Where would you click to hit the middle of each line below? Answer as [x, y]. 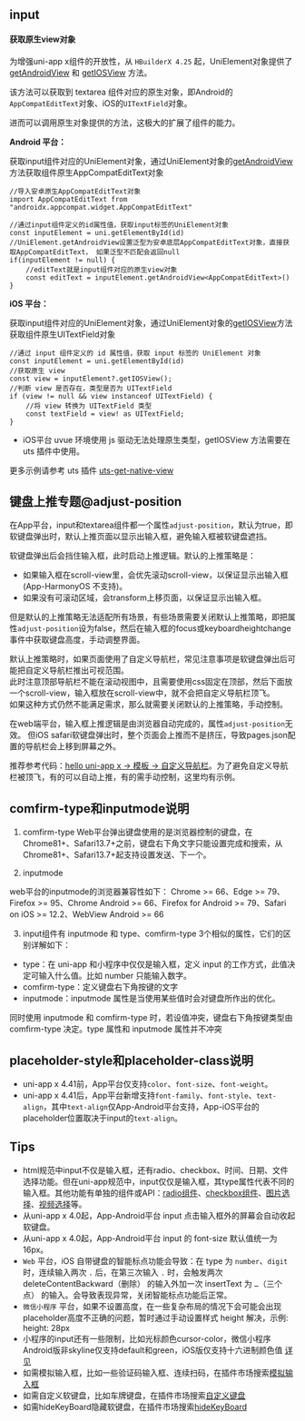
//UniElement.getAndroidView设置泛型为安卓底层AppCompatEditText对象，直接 [146, 242]
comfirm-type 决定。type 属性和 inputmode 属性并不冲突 [116, 1029]
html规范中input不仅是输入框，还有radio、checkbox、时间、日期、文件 [155, 1169]
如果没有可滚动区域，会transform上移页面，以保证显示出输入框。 [144, 597]
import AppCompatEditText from [69, 199]
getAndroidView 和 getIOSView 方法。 [81, 73]
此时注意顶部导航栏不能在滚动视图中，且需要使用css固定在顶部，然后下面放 [151, 682]
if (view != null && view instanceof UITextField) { [111, 396]
